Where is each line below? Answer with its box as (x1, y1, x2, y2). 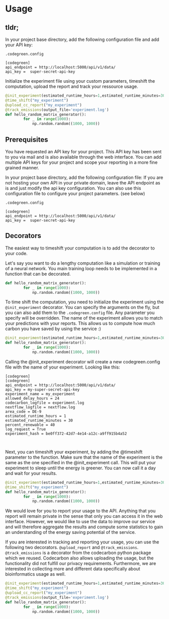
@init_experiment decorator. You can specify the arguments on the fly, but (5, 304, 159, 311)
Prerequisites (5, 135, 48, 144)
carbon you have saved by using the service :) (5, 326, 102, 332)
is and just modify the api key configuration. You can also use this (5, 185, 141, 191)
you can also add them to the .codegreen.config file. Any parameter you (5, 309, 155, 316)
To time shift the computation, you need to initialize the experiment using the (5, 299, 164, 305)
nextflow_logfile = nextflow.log (5, 404, 75, 410)
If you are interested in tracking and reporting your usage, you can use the (5, 539, 159, 545)
